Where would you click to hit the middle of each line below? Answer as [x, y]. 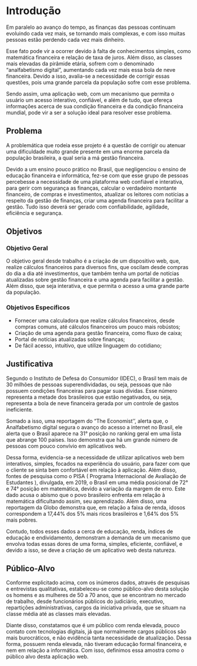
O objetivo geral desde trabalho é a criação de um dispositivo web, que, [93, 261]
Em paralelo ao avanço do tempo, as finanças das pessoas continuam [91, 27]
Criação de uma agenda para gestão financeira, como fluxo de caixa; [98, 333]
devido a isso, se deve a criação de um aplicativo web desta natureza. [91, 550]
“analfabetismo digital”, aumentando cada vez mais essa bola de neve [91, 69]
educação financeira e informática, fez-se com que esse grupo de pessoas [97, 175]
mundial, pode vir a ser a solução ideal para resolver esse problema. [89, 112]
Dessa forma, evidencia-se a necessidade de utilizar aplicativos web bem [95, 457]
